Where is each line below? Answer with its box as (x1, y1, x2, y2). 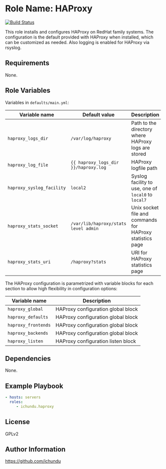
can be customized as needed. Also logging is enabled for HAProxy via (5, 39, 150, 45)
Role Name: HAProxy (5, 3, 93, 14)
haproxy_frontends (7, 322, 51, 328)
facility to (131, 179, 153, 186)
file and (131, 210, 149, 217)
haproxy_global (7, 306, 43, 312)
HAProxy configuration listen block (55, 338, 136, 345)
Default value (82, 111, 115, 118)
